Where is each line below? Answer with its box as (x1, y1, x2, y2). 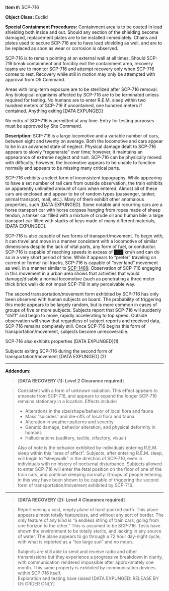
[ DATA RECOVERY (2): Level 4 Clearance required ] (17, 497, 125, 503)
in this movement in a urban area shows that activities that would (5, 270, 140, 276)
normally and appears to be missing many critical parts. (5, 165, 121, 171)
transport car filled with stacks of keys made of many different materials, (5, 218, 156, 224)
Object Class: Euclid (5, 14, 48, 20)
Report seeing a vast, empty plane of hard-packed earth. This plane (17, 507, 158, 512)
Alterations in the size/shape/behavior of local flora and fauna (25, 408, 153, 414)
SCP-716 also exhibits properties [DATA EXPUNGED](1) (5, 338, 119, 344)
